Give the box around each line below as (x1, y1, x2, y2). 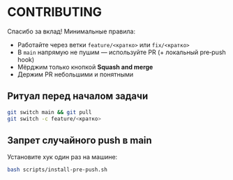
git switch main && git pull (7, 108, 92, 115)
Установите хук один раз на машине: (7, 153, 118, 161)
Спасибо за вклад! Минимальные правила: (7, 27, 136, 35)
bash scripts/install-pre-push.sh (7, 166, 108, 174)
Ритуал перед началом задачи (7, 90, 149, 102)
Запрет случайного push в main (7, 134, 152, 146)
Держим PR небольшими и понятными (17, 70, 134, 79)
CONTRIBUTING (7, 4, 103, 20)
